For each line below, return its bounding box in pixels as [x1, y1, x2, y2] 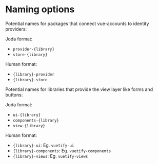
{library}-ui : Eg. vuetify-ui [12, 142, 74, 148]
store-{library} [12, 52, 48, 57]
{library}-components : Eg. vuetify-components [12, 147, 111, 154]
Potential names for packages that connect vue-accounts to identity [5, 20, 149, 27]
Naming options [5, 4, 75, 15]
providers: [5, 26, 27, 32]
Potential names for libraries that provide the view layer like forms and [5, 86, 153, 92]
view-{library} [12, 123, 46, 128]
